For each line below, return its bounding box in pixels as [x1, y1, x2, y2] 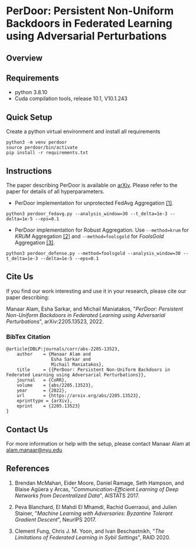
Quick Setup [6, 112, 53, 122]
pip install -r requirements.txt [6, 150, 89, 156]
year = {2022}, [17, 388, 67, 394]
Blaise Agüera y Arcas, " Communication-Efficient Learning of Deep [14, 485, 179, 492]
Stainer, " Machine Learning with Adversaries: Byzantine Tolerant [14, 510, 173, 517]
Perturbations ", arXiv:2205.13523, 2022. [6, 318, 104, 325]
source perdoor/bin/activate [6, 145, 78, 151]
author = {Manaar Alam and [17, 351, 92, 357]
